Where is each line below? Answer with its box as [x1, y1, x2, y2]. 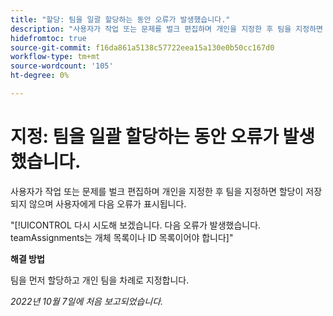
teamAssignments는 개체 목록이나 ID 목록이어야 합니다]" [10, 231, 234, 243]
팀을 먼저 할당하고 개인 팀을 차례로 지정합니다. [10, 274, 190, 286]
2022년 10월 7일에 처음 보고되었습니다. [10, 295, 164, 307]
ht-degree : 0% [10, 71, 70, 81]
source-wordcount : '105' [10, 61, 114, 71]
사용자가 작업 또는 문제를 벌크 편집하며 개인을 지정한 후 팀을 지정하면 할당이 [10, 185, 304, 197]
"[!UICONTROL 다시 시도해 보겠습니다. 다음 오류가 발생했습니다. [10, 219, 262, 231]
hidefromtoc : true [10, 33, 87, 43]
